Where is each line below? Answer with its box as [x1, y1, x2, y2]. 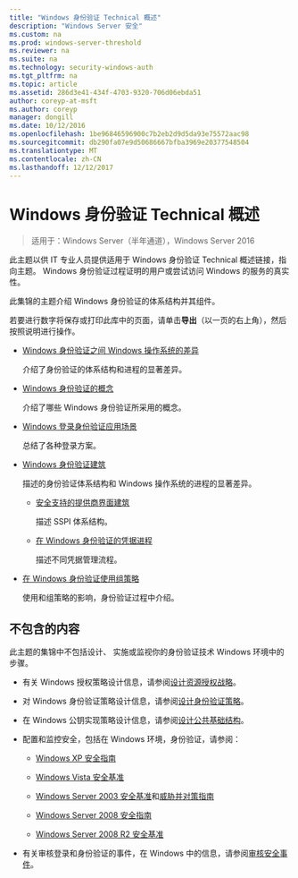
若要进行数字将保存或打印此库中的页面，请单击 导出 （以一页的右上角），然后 [9, 315, 287, 326]
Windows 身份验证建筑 [21, 459, 106, 470]
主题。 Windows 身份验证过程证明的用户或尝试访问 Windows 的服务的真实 [16, 266, 290, 277]
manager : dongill [9, 113, 74, 122]
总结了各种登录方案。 [21, 440, 101, 451]
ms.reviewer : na [9, 47, 70, 55]
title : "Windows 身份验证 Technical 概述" [9, 13, 161, 22]
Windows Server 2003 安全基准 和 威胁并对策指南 [35, 791, 214, 802]
